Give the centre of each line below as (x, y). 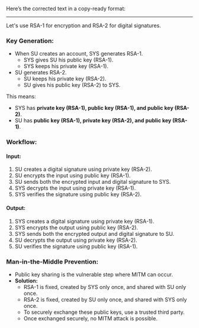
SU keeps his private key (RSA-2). (65, 79)
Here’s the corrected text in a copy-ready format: (66, 9)
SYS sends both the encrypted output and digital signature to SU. (94, 233)
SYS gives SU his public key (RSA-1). (68, 60)
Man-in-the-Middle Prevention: (52, 261)
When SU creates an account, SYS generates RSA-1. (79, 54)
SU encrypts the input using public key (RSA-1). (73, 176)
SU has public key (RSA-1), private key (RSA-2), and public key (93, 121)
